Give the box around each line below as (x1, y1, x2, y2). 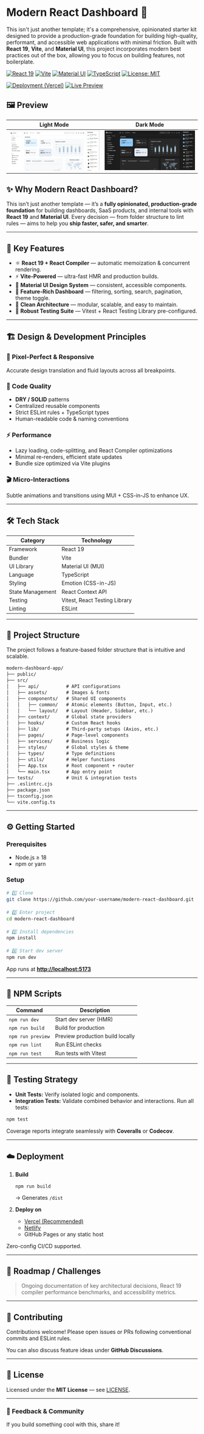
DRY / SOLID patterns (15, 396, 70, 403)
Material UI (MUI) (61, 562, 105, 569)
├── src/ (6, 677, 29, 683)
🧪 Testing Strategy (6, 1074, 78, 1085)
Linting (8, 605, 26, 612)
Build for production (55, 1024, 105, 1031)
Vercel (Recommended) (24, 1218, 84, 1225)
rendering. (15, 266, 41, 273)
